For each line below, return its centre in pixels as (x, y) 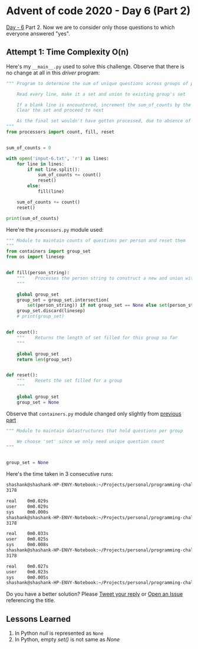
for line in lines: (41, 164)
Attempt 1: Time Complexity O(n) (67, 52)
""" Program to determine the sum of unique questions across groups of (97, 83)
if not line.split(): (54, 170)
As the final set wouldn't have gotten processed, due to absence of (104, 121)
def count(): (22, 332)
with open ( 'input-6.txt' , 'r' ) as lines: (58, 158)
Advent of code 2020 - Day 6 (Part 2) (98, 11)
